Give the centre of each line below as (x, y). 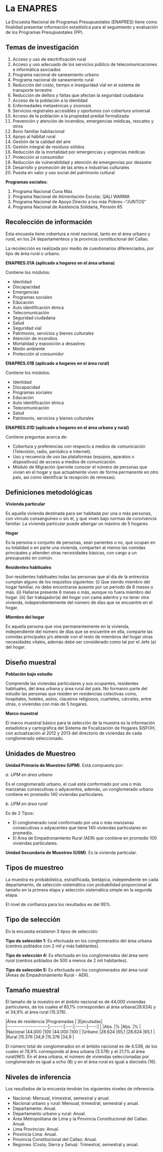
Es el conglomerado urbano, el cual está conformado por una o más (73, 784)
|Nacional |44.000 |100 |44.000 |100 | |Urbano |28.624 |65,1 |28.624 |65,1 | (80, 1032)
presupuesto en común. (29, 558)
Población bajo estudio (29, 674)
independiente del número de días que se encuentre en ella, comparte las (79, 632)
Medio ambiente (29, 349)
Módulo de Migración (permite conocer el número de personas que (80, 467)
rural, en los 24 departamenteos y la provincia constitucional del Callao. (77, 239)
